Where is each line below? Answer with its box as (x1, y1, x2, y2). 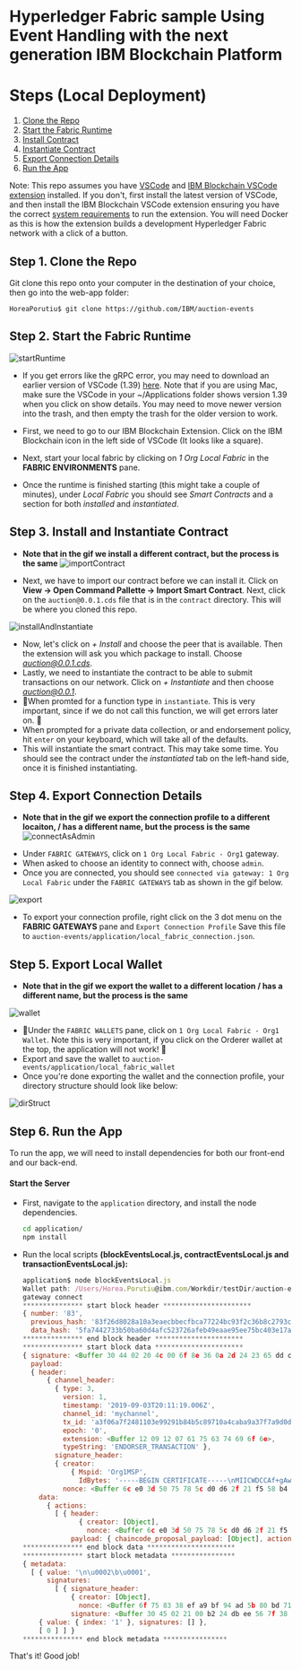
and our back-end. (9, 1157, 78, 1168)
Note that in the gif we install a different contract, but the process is (21, 548, 279, 559)
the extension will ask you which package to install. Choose (21, 648, 243, 658)
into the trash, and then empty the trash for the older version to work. (21, 408, 279, 419)
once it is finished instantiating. (21, 762, 138, 773)
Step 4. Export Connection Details (9, 787, 203, 804)
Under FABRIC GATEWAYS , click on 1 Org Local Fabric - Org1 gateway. (21, 848, 279, 859)
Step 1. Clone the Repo (9, 254, 137, 269)
